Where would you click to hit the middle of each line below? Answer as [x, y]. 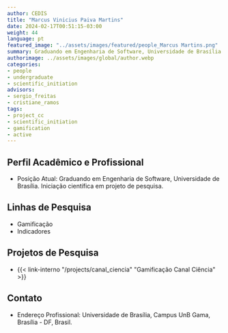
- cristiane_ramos [33, 103]
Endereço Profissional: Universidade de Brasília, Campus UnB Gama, [113, 314]
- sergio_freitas [32, 97]
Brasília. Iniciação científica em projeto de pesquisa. [90, 186]
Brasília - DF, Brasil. [45, 322]
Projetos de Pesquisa [53, 253]
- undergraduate [30, 77]
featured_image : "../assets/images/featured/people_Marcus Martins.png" [113, 45]
